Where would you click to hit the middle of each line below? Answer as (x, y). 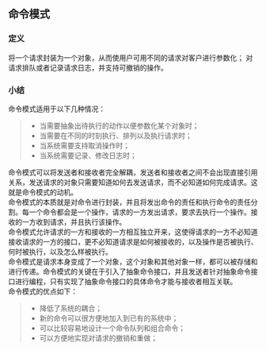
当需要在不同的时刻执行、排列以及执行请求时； (116, 135)
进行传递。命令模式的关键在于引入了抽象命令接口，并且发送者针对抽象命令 (129, 271)
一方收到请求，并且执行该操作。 (74, 221)
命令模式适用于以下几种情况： (57, 109)
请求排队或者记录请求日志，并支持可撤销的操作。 (88, 67)
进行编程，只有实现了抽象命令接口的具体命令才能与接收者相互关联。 (126, 281)
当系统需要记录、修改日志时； (88, 155)
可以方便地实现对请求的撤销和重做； (99, 338)
